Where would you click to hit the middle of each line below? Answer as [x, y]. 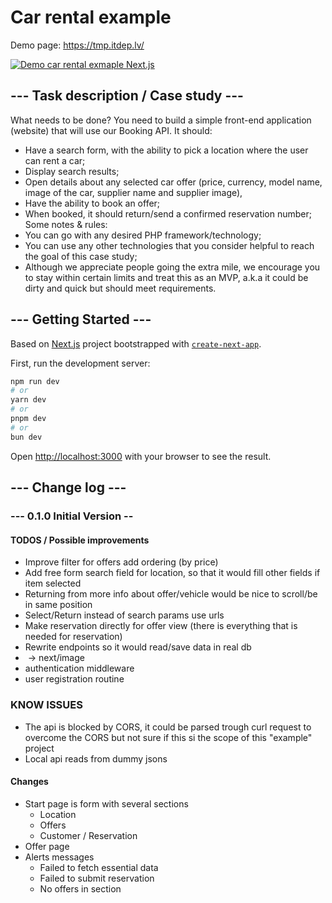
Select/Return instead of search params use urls [124, 615]
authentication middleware [79, 668]
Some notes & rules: [66, 224]
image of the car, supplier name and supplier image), [133, 192]
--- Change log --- [68, 487]
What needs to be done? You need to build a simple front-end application [161, 120]
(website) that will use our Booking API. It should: [111, 130]
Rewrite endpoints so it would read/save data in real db [138, 647]
